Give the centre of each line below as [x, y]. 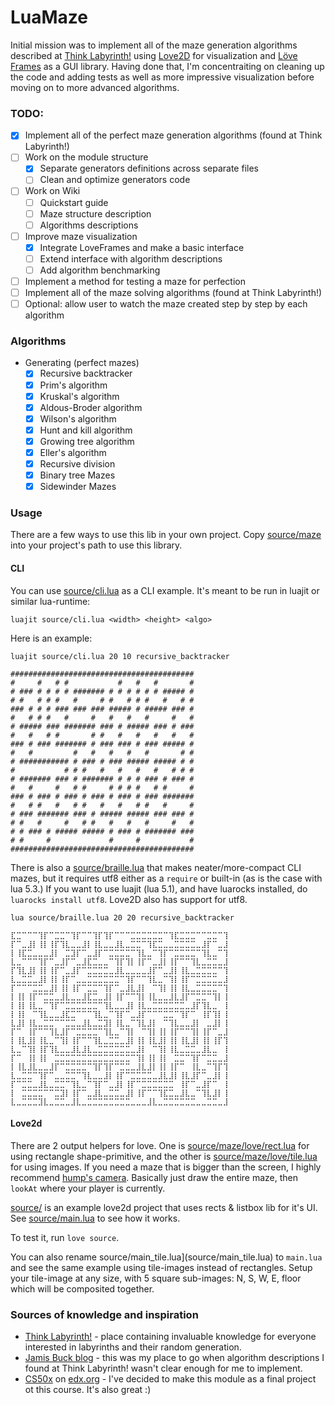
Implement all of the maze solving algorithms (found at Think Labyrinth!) [173, 293]
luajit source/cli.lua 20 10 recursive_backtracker [120, 656]
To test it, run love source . [65, 1237]
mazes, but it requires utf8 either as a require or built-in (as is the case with [166, 878]
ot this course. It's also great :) [88, 1390]
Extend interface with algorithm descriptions [131, 258]
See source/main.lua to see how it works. [95, 1218]
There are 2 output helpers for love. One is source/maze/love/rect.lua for [160, 1145]
